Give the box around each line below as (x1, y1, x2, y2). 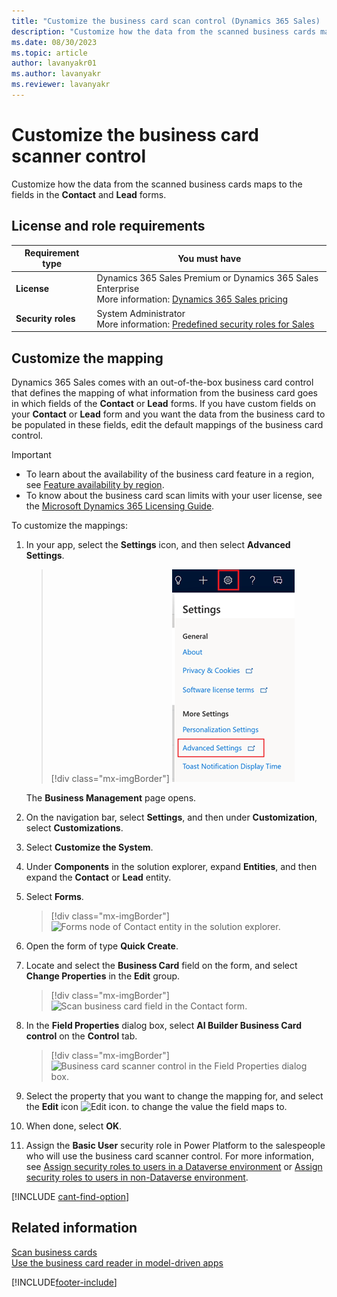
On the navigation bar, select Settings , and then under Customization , (25, 811, 318, 823)
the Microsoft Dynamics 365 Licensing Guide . (25, 500, 215, 512)
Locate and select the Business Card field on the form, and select (25, 959, 298, 971)
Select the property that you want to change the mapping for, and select (25, 1090, 324, 1102)
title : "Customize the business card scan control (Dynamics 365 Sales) (11, 16, 321, 26)
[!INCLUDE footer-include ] (11, 1276, 118, 1288)
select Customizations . (25, 821, 124, 834)
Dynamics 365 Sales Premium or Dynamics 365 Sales (96, 272, 319, 284)
